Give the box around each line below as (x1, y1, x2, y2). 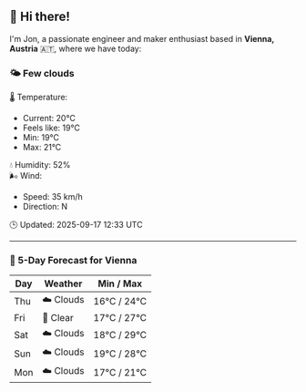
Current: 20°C (22, 113, 76, 124)
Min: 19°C (22, 132, 59, 143)
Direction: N (22, 201, 68, 212)
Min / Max (97, 277, 143, 290)
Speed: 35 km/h (22, 191, 84, 202)
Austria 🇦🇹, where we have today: (9, 43, 142, 54)
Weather (44, 277, 83, 290)
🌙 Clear (42, 312, 75, 325)
